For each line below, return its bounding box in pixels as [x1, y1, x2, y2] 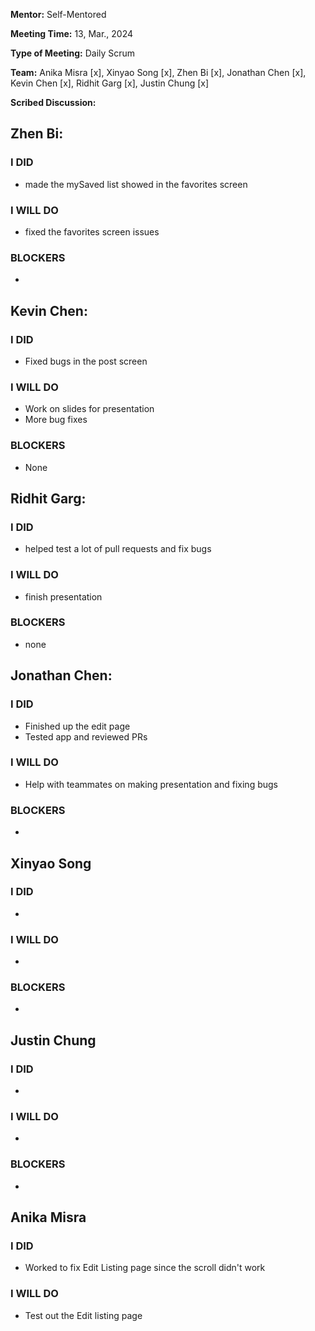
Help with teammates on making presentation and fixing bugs [24, 778, 278, 790]
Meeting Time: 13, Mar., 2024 [10, 28, 134, 39]
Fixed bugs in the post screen [24, 355, 148, 367]
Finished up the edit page [24, 720, 131, 732]
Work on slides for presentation [24, 403, 155, 415]
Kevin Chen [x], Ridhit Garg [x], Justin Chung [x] [10, 77, 210, 89]
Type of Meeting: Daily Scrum [10, 47, 136, 59]
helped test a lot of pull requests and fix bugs [24, 543, 212, 555]
